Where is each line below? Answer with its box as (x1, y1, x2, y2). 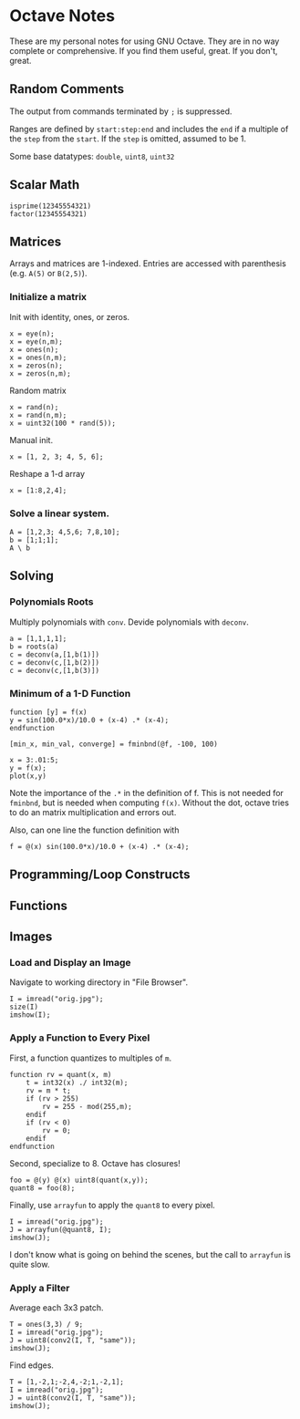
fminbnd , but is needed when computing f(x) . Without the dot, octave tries (9, 797, 290, 808)
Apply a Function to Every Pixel (9, 1031, 150, 1044)
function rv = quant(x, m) (9, 1070, 112, 1079)
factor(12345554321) (9, 209, 88, 219)
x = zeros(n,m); (9, 368, 71, 378)
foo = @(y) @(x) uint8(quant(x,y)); (9, 1176, 149, 1185)
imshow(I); (9, 1010, 51, 1020)
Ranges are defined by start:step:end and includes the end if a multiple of (9, 123, 289, 134)
